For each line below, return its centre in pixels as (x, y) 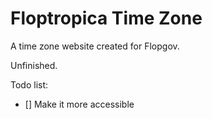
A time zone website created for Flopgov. (95, 46)
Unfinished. (34, 65)
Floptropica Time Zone (106, 18)
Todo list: (29, 84)
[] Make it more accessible (79, 104)
